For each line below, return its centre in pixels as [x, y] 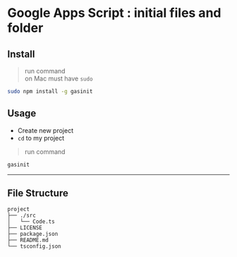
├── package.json [33, 234]
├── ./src [22, 216]
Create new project [45, 130]
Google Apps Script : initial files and [114, 13]
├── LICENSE [25, 228]
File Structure [38, 193]
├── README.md [28, 240]
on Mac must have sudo [59, 78]
